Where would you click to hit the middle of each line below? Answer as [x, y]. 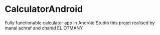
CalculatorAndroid [44, 9]
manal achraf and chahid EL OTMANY [44, 28]
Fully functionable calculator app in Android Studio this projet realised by [80, 23]
